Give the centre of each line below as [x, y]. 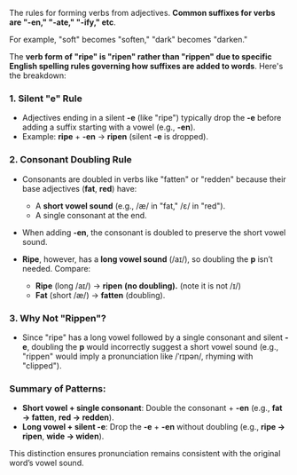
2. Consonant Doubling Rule [71, 160]
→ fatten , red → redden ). [68, 417]
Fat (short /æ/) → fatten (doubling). [100, 295]
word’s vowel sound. [47, 463]
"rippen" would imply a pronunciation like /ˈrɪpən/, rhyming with [137, 356]
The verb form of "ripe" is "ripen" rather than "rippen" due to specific [141, 56]
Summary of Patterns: [58, 388]
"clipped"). [42, 365]
